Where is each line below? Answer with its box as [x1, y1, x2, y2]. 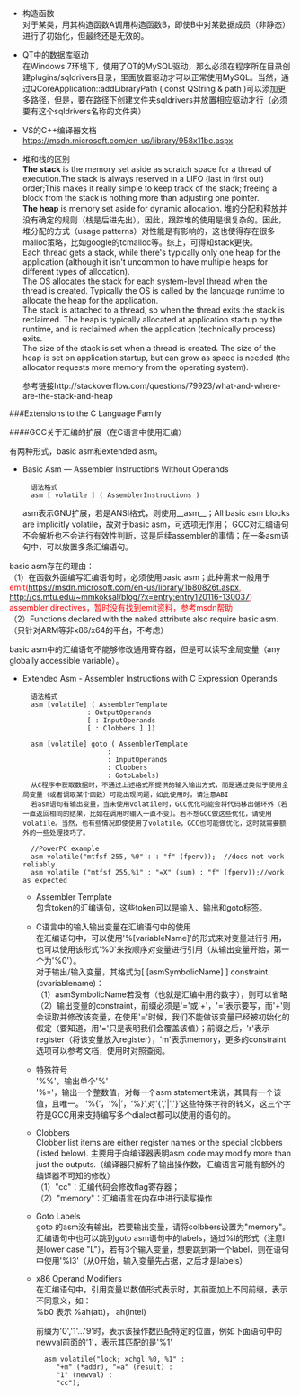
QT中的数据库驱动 [22, 50, 90, 60]
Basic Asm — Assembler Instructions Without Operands [22, 464, 229, 475]
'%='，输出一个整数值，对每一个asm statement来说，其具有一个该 [35, 1087, 282, 1097]
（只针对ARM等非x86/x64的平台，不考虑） [9, 625, 169, 635]
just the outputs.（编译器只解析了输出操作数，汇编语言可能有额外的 [35, 1159, 286, 1169]
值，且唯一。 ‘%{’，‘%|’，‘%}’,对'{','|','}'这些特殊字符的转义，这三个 [35, 1098, 284, 1109]
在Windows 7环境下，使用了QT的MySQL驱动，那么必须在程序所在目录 [22, 61, 283, 71]
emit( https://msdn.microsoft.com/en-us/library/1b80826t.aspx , [9, 582, 242, 593]
